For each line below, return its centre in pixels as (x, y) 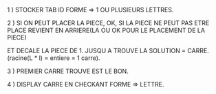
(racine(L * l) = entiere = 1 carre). (54, 58)
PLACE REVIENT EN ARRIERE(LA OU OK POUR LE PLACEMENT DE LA (106, 30)
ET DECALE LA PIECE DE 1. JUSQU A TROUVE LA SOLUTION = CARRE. (108, 51)
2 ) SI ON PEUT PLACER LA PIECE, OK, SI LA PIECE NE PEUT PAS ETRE (108, 23)
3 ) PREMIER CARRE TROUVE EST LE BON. (68, 71)
